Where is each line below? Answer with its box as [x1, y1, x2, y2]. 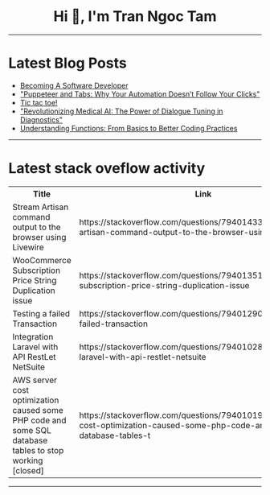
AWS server [12, 374, 58, 386]
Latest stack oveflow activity [8, 159, 206, 178]
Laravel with [12, 341, 59, 353]
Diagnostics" [19, 114, 63, 124]
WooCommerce [12, 254, 72, 266]
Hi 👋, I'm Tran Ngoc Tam [53, 7, 217, 26]
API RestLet [12, 351, 56, 362]
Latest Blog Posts [8, 54, 127, 72]
